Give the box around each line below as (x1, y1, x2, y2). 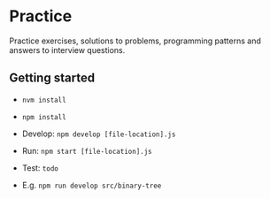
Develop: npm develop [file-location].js (21, 128, 176, 139)
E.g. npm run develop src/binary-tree (21, 180, 162, 190)
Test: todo (21, 162, 59, 173)
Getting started (9, 71, 96, 86)
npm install (21, 112, 66, 121)
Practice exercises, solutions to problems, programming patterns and (9, 35, 261, 46)
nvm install (21, 96, 66, 104)
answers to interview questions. (9, 44, 126, 55)
